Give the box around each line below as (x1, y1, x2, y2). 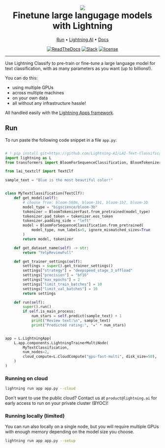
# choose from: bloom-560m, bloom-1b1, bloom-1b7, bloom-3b (23, 200, 148, 205)
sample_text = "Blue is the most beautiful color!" (5, 178, 113, 183)
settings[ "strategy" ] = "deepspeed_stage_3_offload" (23, 268, 133, 273)
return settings (23, 291, 56, 296)
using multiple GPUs (12, 84, 54, 90)
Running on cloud (5, 375, 48, 382)
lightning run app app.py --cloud (5, 386, 76, 391)
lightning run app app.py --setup (5, 438, 76, 444)
